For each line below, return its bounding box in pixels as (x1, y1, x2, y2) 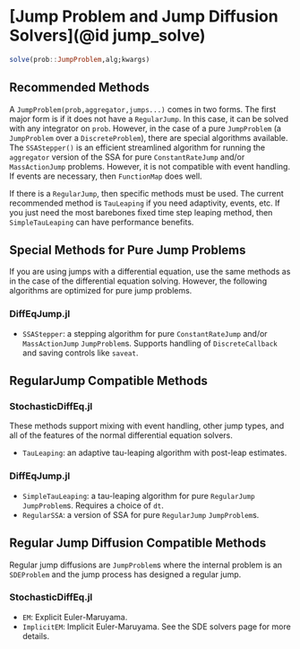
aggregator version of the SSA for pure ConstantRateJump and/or (9, 151, 245, 162)
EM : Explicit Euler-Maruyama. (21, 611, 128, 622)
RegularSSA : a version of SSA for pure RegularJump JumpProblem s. (21, 509, 260, 520)
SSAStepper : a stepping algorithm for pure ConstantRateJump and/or (21, 328, 268, 338)
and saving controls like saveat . (21, 347, 139, 358)
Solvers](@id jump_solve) (9, 25, 206, 46)
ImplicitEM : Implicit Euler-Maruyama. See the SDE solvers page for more (21, 621, 291, 632)
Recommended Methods (9, 80, 150, 95)
